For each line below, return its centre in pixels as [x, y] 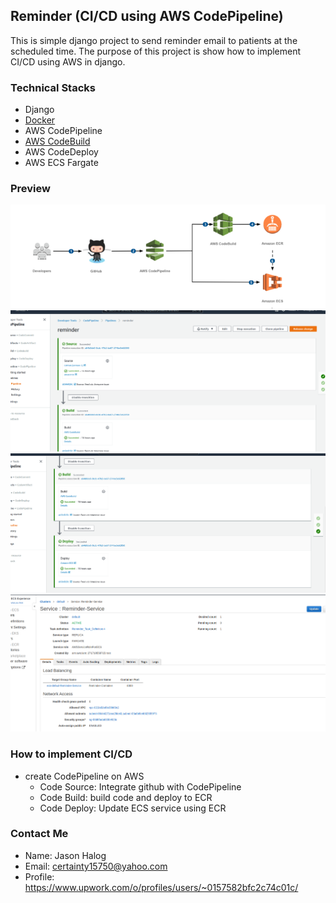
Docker [40, 120]
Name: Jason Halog [65, 855]
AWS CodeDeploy [61, 152]
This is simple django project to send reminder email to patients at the [154, 40]
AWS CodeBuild [57, 141]
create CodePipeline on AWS [84, 776]
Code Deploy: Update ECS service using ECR [133, 808]
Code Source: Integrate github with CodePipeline [140, 786]
